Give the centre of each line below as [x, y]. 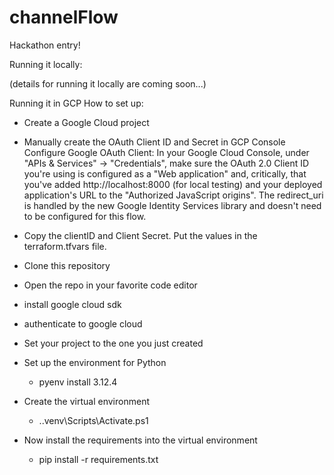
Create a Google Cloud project [86, 122]
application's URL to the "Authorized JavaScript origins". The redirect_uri [173, 195]
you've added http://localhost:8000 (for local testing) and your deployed [173, 184]
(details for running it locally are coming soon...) [108, 83]
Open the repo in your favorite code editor [110, 285]
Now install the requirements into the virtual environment [140, 440]
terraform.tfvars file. [65, 246]
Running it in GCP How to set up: [76, 103]
